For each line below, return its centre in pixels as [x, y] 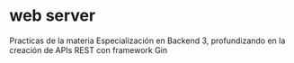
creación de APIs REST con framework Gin [89, 49]
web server [53, 16]
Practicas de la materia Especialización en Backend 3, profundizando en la [147, 40]
